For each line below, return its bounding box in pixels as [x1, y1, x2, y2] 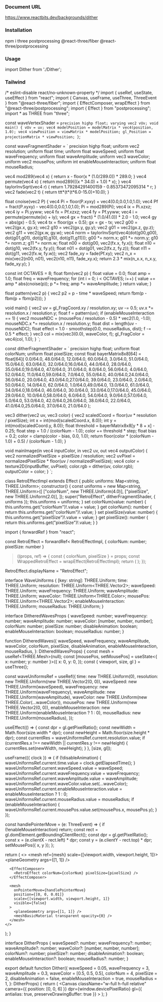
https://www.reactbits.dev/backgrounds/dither [5, 15, 98, 21]
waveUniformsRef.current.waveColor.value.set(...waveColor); [5, 781, 128, 787]
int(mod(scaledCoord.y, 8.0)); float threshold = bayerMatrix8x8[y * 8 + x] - [5, 423, 155, 429]
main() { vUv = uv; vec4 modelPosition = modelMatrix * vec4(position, [5, 125, 153, 130]
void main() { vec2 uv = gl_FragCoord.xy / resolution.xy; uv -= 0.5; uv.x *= [5, 305, 154, 311]
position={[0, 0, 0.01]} [14, 892, 64, 897]
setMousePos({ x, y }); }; [5, 843, 54, 848]
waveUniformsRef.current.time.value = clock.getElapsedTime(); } [5, 760, 135, 766]
